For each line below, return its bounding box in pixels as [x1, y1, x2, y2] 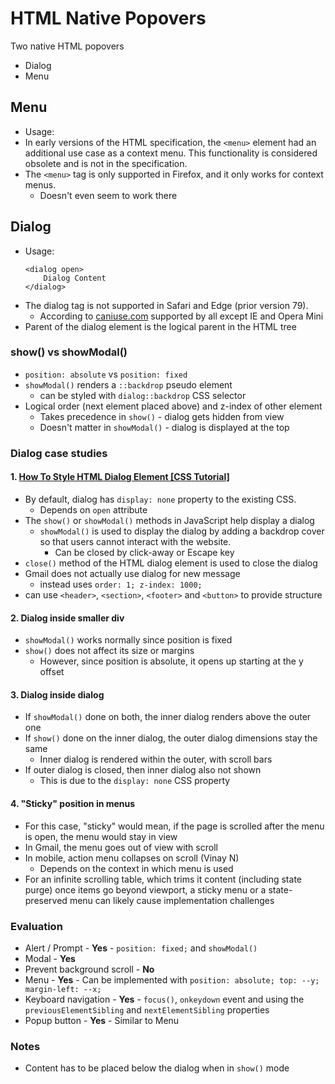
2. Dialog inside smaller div [10, 612, 125, 624]
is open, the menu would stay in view [24, 830, 178, 842]
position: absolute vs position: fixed [24, 368, 188, 380]
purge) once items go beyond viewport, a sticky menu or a [24, 883, 267, 896]
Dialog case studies [10, 446, 108, 460]
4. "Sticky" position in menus [10, 797, 136, 809]
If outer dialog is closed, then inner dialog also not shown [24, 764, 262, 776]
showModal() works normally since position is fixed [24, 634, 233, 646]
